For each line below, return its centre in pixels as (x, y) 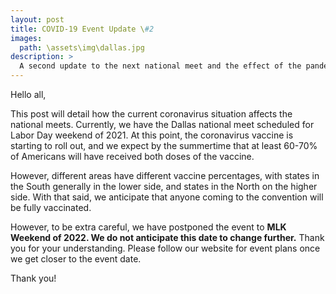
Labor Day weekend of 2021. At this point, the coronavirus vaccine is (152, 135)
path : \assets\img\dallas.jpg (82, 47)
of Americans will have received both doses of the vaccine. (132, 156)
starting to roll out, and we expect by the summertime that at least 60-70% (164, 145)
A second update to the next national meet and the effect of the (160, 66)
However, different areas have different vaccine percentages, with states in (165, 175)
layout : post (37, 19)
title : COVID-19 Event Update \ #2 (82, 29)
